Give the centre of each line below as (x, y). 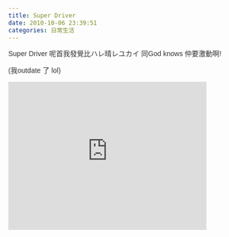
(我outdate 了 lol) (34, 71)
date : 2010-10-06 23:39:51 (53, 23)
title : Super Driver (42, 15)
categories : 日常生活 (42, 30)
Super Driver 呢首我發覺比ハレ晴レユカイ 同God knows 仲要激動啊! (115, 54)
